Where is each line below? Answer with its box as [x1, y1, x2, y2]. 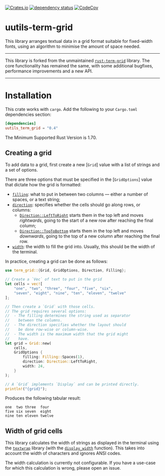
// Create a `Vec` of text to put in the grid [5, 277, 102, 282]
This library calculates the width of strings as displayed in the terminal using [5, 440, 159, 446]
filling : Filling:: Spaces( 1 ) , [23, 355, 84, 360]
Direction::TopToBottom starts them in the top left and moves [19, 228, 144, 234]
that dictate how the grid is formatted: [5, 182, 82, 188]
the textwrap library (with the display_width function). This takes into [5, 445, 145, 451]
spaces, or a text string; [12, 197, 60, 203]
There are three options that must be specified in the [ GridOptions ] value [5, 176, 152, 182]
